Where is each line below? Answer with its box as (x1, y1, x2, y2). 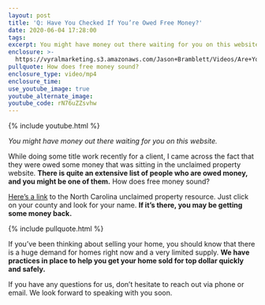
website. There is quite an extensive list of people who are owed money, (8, 169, 248, 178)
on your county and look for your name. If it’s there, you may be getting (8, 200, 243, 210)
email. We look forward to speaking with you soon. (8, 288, 173, 298)
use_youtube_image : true (8, 84, 90, 93)
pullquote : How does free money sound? (8, 63, 140, 71)
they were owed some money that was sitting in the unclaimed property (8, 160, 241, 169)
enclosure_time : (8, 77, 62, 85)
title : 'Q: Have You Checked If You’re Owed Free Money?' (8, 19, 203, 27)
